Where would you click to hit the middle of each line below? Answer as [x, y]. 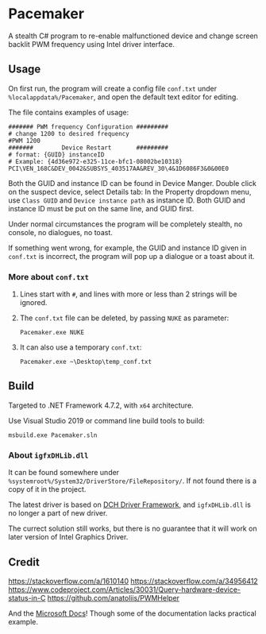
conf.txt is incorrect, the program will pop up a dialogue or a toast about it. [132, 256]
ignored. [33, 303]
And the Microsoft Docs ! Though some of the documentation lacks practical [132, 613]
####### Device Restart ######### [89, 148]
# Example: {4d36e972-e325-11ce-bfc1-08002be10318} [95, 161]
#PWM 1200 [25, 141]
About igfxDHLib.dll [48, 455]
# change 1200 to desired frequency [69, 133]
